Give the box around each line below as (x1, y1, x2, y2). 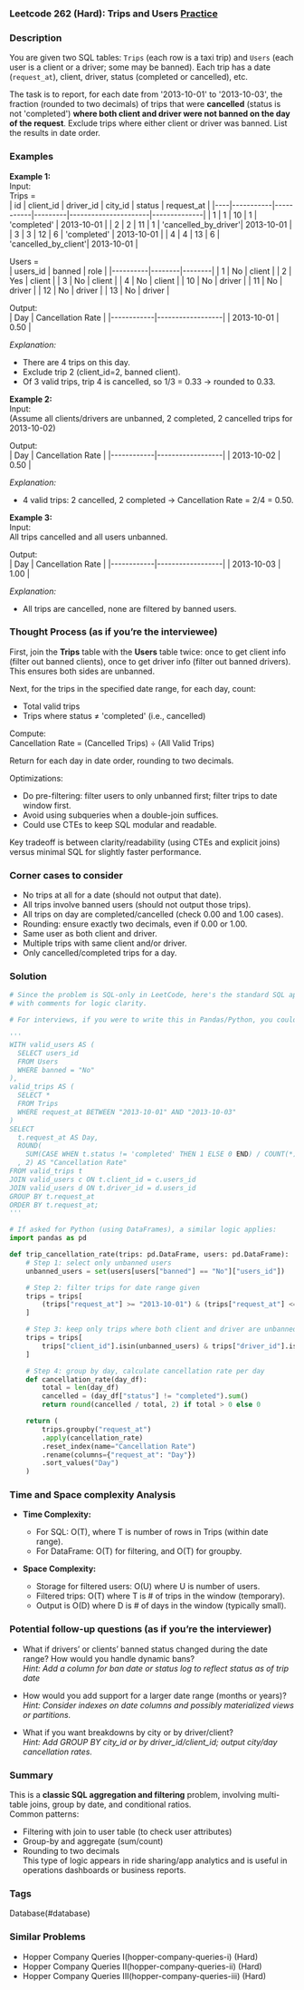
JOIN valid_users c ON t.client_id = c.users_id (9, 1175, 196, 1184)
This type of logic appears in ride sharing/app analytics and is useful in (22, 1855, 288, 1866)
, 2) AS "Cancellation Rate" (17, 1159, 128, 1168)
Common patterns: (9, 1809, 80, 1820)
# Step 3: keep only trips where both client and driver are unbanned (25, 1325, 298, 1335)
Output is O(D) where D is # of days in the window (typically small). (35, 1600, 287, 1611)
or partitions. (22, 1709, 71, 1720)
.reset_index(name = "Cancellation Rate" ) (42, 1442, 196, 1451)
